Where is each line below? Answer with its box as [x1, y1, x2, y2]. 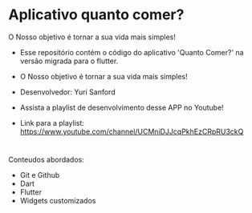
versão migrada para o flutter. [19, 56, 119, 66]
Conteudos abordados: [8, 155, 84, 165]
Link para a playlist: [19, 118, 84, 127]
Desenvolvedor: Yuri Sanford [19, 86, 116, 97]
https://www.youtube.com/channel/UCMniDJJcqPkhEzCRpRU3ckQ [19, 127, 244, 136]
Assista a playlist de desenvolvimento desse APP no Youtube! [19, 102, 225, 112]
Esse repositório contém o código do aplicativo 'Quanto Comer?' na [19, 47, 244, 57]
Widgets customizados [19, 196, 96, 206]
